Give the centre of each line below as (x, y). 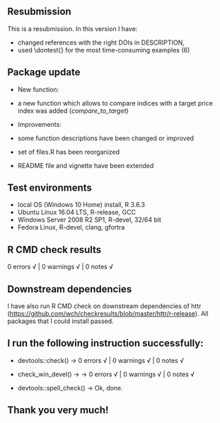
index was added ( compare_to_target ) (73, 111)
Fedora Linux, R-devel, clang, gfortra (71, 227)
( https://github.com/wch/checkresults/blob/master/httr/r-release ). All (108, 314)
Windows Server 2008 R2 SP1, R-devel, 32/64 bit (89, 220)
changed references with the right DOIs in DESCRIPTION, (101, 43)
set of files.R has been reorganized (69, 152)
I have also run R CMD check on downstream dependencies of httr (104, 306)
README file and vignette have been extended (86, 165)
